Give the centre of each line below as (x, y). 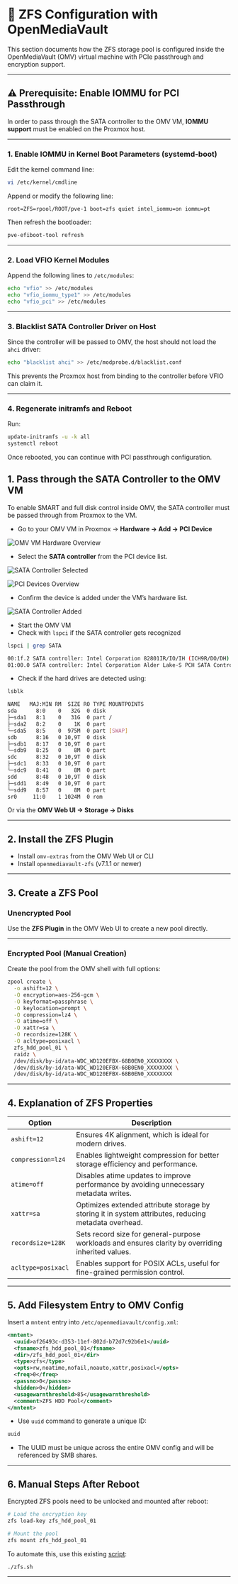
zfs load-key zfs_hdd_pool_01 (52, 1521)
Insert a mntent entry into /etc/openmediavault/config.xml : (93, 1322)
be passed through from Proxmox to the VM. (72, 515)
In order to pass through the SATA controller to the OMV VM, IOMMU (108, 121)
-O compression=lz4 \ (46, 1015)
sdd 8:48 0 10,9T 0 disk (57, 777)
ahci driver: (24, 350)
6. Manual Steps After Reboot (74, 1484)
